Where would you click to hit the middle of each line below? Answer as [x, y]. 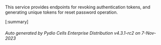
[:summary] [17, 22]
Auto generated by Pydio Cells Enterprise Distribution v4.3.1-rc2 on [73, 33]
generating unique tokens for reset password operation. [62, 12]
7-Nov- [149, 33]
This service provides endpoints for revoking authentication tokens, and [78, 7]
